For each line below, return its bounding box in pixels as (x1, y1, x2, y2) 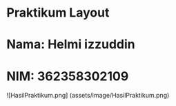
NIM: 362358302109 (6, 68, 129, 84)
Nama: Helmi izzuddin (6, 37, 135, 53)
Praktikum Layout (6, 5, 110, 21)
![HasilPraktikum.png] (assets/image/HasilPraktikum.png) (6, 91, 170, 100)
